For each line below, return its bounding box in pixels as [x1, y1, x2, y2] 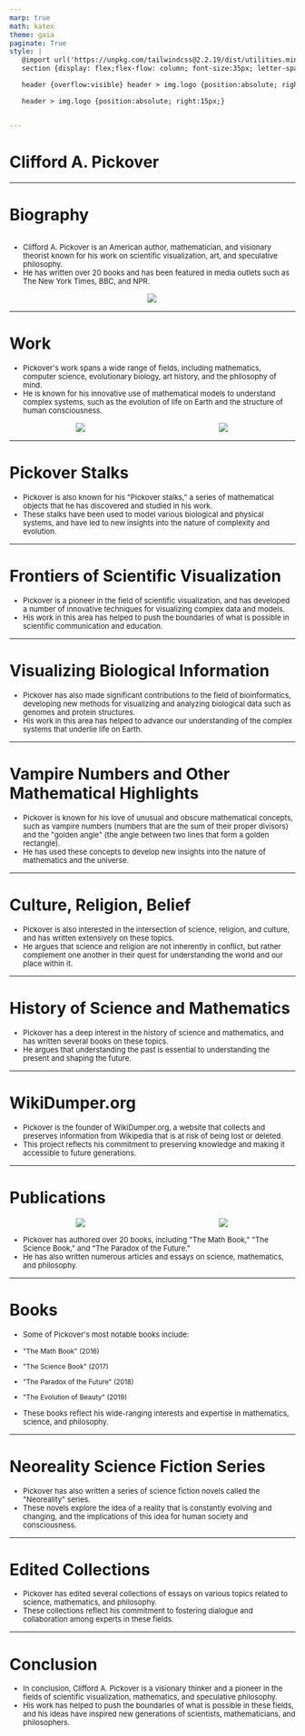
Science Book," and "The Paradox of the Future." [22, 1244, 191, 1253]
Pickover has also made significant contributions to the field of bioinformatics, [22, 691, 291, 701]
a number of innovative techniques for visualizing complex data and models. [22, 604, 286, 614]
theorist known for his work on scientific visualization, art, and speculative [22, 250, 279, 260]
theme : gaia [9, 30, 54, 39]
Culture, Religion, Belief [9, 895, 192, 916]
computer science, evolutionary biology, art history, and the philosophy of [22, 371, 277, 381]
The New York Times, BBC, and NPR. [22, 276, 151, 286]
